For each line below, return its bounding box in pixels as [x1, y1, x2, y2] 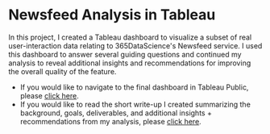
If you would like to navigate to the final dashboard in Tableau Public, [19, 82, 249, 92]
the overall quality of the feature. [8, 66, 117, 76]
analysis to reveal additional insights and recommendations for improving [8, 58, 251, 68]
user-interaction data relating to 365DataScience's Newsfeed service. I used [8, 40, 263, 50]
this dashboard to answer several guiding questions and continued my [8, 49, 242, 59]
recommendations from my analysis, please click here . [19, 116, 201, 126]
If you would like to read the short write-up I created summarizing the [19, 99, 251, 109]
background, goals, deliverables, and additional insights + [19, 107, 212, 118]
